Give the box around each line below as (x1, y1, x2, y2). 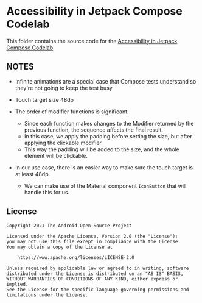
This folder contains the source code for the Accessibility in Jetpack (6, 37, 178, 45)
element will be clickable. (24, 152, 88, 159)
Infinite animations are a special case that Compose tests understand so (15, 77, 197, 85)
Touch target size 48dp (15, 96, 74, 103)
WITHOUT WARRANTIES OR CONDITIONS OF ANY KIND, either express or (6, 276, 178, 282)
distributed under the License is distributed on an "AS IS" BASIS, (6, 270, 184, 277)
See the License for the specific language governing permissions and (6, 287, 189, 293)
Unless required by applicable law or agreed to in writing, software (6, 265, 189, 271)
